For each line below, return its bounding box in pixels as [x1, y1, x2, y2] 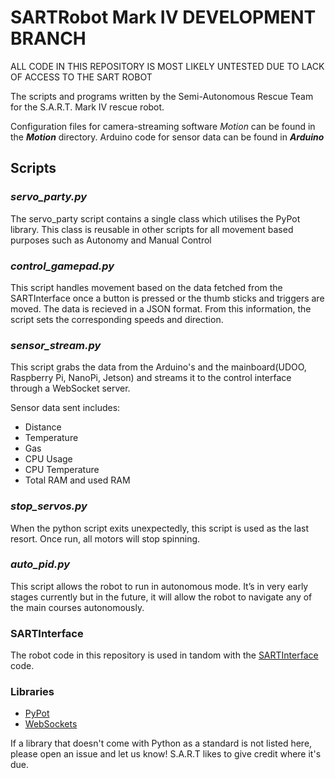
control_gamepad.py [10, 259, 115, 273]
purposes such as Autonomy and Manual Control [10, 234, 212, 246]
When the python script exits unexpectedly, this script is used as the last [10, 522, 310, 534]
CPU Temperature [24, 464, 100, 476]
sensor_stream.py [10, 338, 102, 352]
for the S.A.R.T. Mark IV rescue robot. [10, 101, 165, 113]
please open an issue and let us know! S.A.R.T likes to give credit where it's [10, 748, 322, 760]
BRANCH [10, 27, 87, 50]
